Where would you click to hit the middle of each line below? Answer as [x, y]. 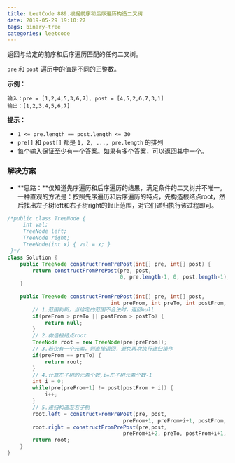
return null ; [63, 323]
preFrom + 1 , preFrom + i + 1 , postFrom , [175, 421]
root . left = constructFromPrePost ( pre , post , [100, 414]
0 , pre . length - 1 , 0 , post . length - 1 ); [175, 277]
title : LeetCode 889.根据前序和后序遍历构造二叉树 [75, 14]
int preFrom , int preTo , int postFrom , [169, 303]
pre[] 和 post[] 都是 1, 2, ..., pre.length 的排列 [90, 142]
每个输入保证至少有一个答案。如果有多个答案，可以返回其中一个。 [112, 151]
